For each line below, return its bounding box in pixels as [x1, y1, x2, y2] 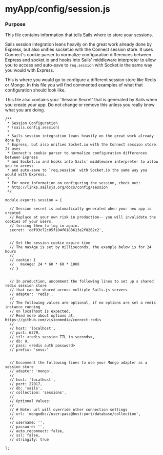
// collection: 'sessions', [9, 390, 67, 395]
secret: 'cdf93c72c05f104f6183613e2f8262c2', [9, 228, 104, 233]
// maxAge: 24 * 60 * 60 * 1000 [9, 262, 80, 267]
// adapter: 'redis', [9, 292, 54, 297]
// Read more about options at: [9, 313, 76, 318]
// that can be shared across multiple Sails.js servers [9, 287, 128, 293]
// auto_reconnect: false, [9, 429, 64, 433]
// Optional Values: [9, 399, 51, 404]
